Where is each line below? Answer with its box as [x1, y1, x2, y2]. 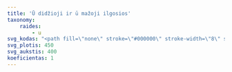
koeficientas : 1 [7, 55, 54, 62]
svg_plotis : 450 [7, 42, 54, 49]
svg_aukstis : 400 [7, 49, 57, 56]
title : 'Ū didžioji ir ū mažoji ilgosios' [7, 10, 131, 17]
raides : [19, 23, 41, 29]
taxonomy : [7, 16, 36, 23]
